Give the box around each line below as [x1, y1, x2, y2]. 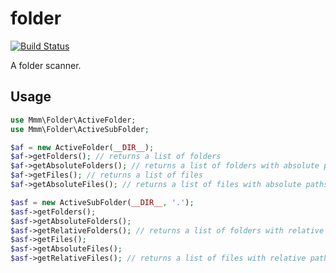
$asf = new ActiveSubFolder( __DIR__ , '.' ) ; [10, 197, 195, 207]
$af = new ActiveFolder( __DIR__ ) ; [10, 142, 155, 152]
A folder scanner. [10, 59, 82, 71]
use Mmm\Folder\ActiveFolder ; [10, 115, 137, 125]
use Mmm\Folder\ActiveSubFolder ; [10, 124, 150, 134]
